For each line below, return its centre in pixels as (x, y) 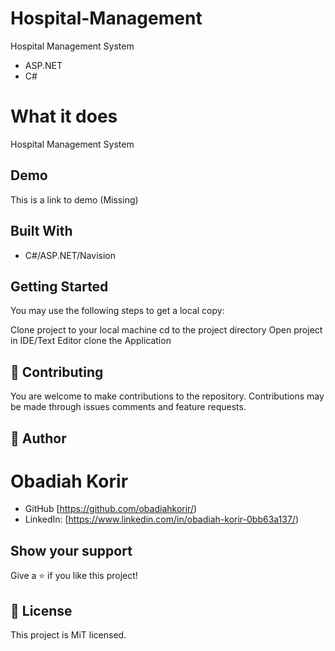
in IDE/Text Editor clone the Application (91, 341)
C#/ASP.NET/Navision (70, 255)
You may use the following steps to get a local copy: (117, 311)
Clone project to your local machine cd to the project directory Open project (166, 330)
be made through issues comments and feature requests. (128, 407)
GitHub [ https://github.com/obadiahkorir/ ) (111, 509)
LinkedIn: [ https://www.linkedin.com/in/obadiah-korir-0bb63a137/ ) (162, 519)
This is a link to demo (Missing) (74, 199)
